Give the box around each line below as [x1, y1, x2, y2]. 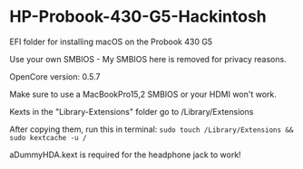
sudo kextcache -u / [9, 133, 88, 142]
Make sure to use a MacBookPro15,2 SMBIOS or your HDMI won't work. [9, 89, 277, 99]
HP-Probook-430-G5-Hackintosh [9, 6, 268, 27]
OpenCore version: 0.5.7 [9, 70, 101, 82]
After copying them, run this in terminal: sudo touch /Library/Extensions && [9, 124, 294, 135]
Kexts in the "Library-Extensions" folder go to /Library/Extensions [9, 106, 254, 117]
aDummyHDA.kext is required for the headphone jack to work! [9, 149, 242, 160]
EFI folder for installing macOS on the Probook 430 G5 [9, 36, 213, 47]
